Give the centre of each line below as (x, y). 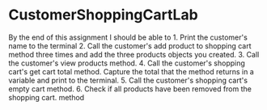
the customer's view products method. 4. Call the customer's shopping (127, 63)
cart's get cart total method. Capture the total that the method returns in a (131, 71)
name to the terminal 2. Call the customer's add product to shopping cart (130, 45)
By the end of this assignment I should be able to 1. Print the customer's (128, 37)
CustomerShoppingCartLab (103, 15)
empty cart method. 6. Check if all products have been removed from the (130, 89)
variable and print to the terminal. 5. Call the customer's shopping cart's (128, 80)
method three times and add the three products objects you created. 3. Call (134, 54)
